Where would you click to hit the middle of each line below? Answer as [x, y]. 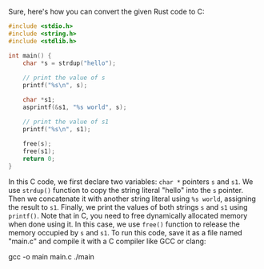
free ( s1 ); [39, 151]
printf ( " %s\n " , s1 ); [57, 129]
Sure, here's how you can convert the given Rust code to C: [107, 12]
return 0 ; [39, 159]
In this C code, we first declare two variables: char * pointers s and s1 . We [131, 181]
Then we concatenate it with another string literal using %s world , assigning [132, 199]
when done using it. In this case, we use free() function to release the [124, 224]
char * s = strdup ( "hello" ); [69, 63]
